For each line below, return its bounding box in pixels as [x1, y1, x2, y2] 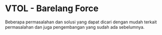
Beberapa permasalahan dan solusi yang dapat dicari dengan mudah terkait [5, 19, 157, 25]
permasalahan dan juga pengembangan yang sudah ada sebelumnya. [5, 24, 145, 30]
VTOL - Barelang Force [5, 3, 99, 14]
